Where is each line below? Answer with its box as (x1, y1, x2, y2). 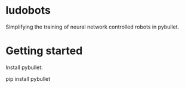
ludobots (5, 4, 51, 17)
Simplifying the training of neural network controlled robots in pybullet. (5, 23, 180, 30)
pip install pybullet (5, 75, 51, 82)
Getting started (5, 44, 83, 58)
